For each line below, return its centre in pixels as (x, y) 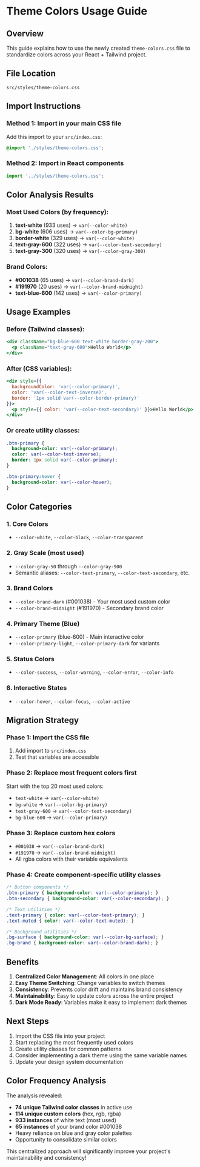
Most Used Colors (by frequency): (58, 212)
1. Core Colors (27, 524)
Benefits (23, 962)
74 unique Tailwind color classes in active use (74, 1107)
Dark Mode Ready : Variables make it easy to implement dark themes (101, 1002)
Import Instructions (44, 106)
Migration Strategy (43, 720)
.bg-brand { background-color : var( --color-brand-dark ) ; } (82, 943)
